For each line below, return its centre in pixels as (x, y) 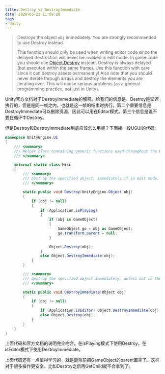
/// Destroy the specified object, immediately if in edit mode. (91, 179)
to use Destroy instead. (41, 43)
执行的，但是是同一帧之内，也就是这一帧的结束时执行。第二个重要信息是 (78, 105)
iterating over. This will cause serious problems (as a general (79, 84)
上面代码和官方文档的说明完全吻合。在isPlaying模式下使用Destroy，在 (76, 343)
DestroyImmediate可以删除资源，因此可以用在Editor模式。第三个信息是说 (79, 112)
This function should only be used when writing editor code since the (87, 52)
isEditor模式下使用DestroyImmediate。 (44, 350)
